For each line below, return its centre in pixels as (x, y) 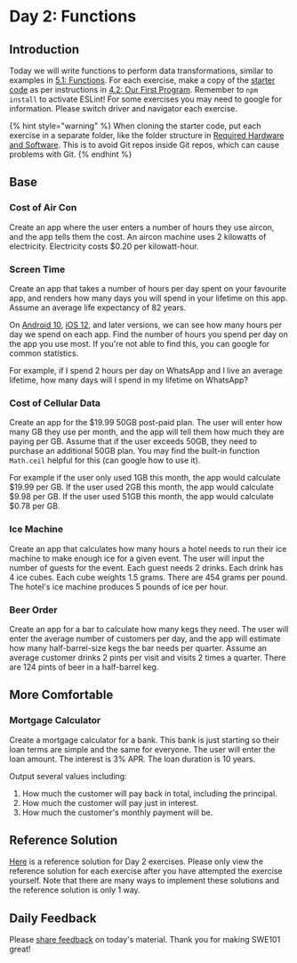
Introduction (44, 49)
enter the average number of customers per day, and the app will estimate (145, 638)
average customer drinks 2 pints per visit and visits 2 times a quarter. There (148, 657)
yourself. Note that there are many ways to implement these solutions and (144, 881)
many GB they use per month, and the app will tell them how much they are (147, 432)
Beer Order (33, 610)
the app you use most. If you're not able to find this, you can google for (140, 343)
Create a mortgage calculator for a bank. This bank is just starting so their (144, 740)
